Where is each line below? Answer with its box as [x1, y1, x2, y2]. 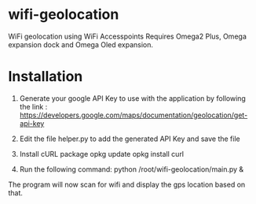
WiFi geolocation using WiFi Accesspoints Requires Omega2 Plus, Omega [8, 32, 247, 41]
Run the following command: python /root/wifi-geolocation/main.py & [19, 164, 244, 174]
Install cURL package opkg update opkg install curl [19, 149, 185, 158]
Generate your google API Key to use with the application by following [19, 93, 246, 103]
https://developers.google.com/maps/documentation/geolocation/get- [19, 110, 248, 120]
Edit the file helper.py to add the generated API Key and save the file [19, 134, 241, 143]
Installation [8, 68, 83, 86]
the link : [19, 102, 48, 111]
